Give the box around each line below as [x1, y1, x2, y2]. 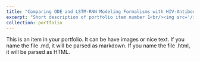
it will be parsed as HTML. [6, 49, 70, 56]
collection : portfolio [6, 20, 62, 25]
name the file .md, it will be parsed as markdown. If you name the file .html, [6, 42, 190, 49]
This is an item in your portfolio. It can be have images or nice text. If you [6, 36, 185, 43]
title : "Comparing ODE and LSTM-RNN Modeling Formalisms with [6, 8, 164, 15]
